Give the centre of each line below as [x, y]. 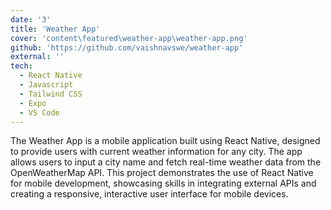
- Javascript [46, 85]
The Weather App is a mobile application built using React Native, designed [165, 141]
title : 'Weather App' [55, 29]
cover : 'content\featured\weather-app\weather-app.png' [129, 38]
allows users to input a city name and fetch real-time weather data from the [166, 162]
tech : [21, 66]
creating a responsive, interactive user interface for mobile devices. [149, 194]
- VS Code [39, 112]
